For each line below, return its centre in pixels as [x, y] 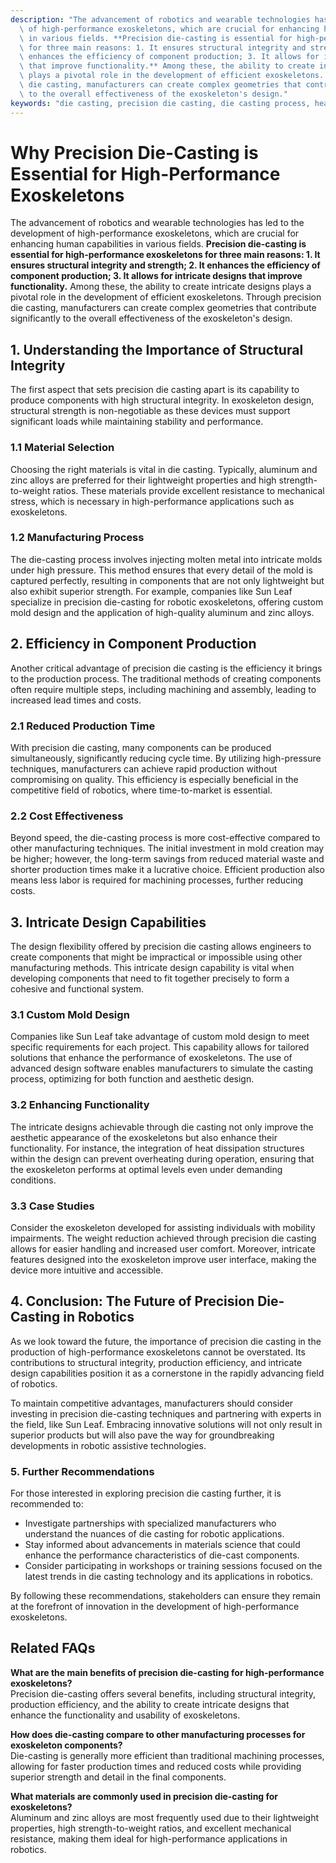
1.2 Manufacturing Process [77, 538]
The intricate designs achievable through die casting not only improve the [162, 1127]
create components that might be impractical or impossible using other [156, 957]
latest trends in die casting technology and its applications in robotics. [168, 1577]
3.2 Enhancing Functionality [80, 1105]
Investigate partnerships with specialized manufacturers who [150, 1523]
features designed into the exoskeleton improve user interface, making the [163, 1259]
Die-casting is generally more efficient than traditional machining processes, [167, 1755]
